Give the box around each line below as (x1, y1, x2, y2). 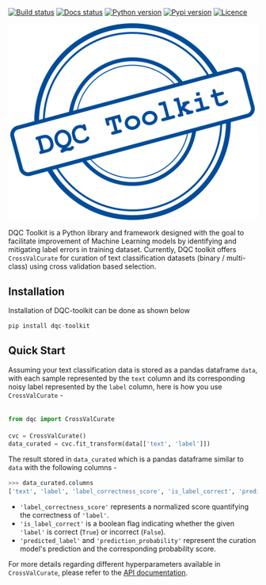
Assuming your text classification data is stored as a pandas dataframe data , (8, 365, 258, 374)
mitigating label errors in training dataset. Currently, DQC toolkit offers (8, 245, 237, 254)
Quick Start (8, 344, 66, 357)
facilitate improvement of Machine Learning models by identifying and (8, 236, 237, 246)
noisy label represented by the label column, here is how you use (8, 381, 222, 392)
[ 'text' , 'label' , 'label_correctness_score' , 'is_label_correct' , (8, 487, 236, 495)
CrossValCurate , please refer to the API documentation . (8, 568, 188, 577)
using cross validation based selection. (29, 262, 157, 271)
